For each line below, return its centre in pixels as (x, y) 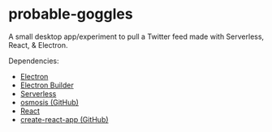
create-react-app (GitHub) (64, 119)
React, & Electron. (38, 45)
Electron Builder (47, 85)
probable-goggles (71, 14)
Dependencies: (34, 61)
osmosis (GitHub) (50, 102)
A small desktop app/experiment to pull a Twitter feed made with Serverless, (136, 36)
